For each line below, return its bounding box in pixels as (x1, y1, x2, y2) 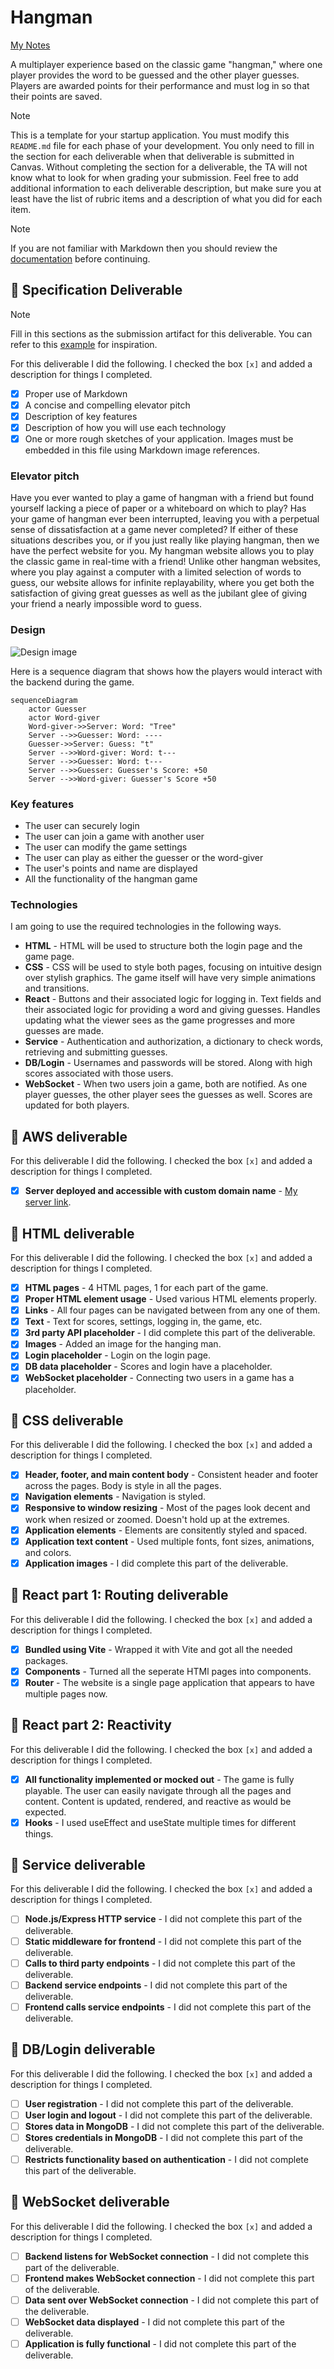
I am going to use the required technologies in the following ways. (10, 921, 282, 933)
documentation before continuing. (10, 252, 151, 265)
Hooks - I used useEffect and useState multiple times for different (24, 1816, 297, 1828)
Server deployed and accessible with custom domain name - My (24, 1185, 298, 1197)
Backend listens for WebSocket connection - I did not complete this (24, 2250, 310, 2262)
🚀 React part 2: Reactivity (10, 1717, 172, 1734)
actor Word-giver (28, 712, 101, 723)
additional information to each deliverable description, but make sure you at (10, 182, 322, 194)
